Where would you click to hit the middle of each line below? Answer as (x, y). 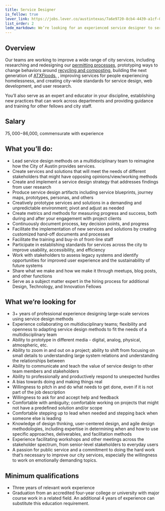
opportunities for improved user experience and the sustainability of (81, 260)
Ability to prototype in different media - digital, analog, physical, (77, 340)
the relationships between (39, 361)
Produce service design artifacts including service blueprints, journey (82, 192)
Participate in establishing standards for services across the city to (80, 244)
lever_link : (17, 19)
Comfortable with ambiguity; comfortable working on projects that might (85, 403)
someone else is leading (37, 418)
